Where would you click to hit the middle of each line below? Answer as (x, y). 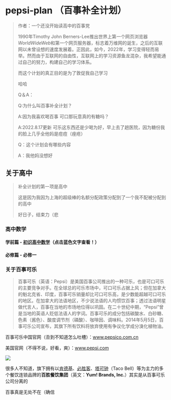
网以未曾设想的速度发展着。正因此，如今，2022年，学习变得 (82, 49)
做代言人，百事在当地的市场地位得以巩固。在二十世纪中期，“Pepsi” (89, 307)
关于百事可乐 (21, 269)
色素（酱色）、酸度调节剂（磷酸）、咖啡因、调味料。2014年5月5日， (89, 320)
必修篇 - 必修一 (21, 255)
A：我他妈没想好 (35, 155)
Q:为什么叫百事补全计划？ (45, 105)
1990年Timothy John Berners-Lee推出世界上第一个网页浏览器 (83, 36)
